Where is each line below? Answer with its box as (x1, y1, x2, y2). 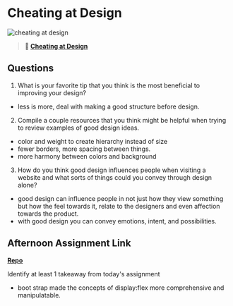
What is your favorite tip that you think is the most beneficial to (17, 81, 200, 90)
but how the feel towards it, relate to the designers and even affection (17, 202, 220, 210)
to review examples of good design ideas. (17, 123, 140, 132)
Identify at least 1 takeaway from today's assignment (7, 269, 160, 278)
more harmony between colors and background (17, 152, 157, 160)
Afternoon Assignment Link (7, 238, 131, 250)
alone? (17, 180, 37, 189)
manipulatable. (17, 290, 61, 299)
